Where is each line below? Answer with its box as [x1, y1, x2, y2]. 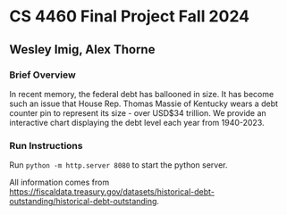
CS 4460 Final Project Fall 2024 [9, 6, 250, 27]
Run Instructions [9, 139, 83, 152]
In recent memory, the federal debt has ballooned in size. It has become [9, 88, 274, 99]
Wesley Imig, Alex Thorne [9, 42, 156, 57]
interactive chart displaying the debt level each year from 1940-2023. [9, 117, 266, 128]
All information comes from [9, 177, 110, 188]
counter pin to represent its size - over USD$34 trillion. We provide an [9, 107, 266, 118]
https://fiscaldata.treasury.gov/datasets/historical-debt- [9, 186, 215, 197]
